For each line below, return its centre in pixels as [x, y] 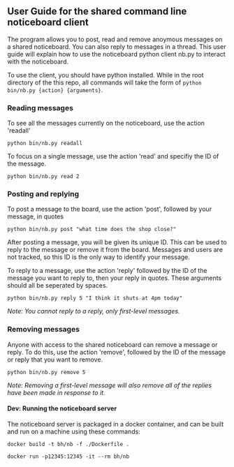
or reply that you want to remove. [55, 359]
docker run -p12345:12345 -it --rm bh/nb [68, 457]
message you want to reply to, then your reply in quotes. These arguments [115, 278]
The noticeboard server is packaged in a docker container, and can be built [116, 424]
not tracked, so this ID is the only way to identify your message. [99, 257]
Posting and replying [43, 194]
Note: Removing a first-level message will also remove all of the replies [109, 385]
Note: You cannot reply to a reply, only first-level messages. [94, 311]
